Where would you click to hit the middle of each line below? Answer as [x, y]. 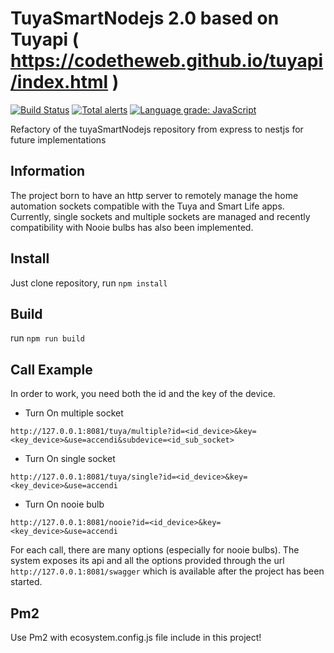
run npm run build [47, 338]
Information [48, 171]
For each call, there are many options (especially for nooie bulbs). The [155, 550]
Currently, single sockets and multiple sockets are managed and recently [160, 216]
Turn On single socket [70, 459]
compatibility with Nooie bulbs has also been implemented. [132, 227]
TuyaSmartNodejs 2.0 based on [145, 18]
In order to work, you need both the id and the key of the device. [143, 394]
